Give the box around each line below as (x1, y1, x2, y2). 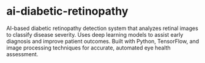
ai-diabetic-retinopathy (6, 4, 129, 18)
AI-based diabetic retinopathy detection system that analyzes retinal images (6, 24, 199, 32)
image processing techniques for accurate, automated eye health (6, 44, 171, 51)
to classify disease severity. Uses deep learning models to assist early (6, 31, 184, 38)
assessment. (6, 50, 39, 57)
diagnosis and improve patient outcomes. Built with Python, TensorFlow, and (6, 37, 199, 45)
